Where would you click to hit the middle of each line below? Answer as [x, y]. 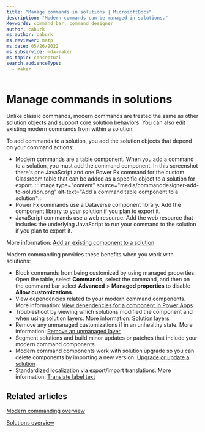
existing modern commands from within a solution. [70, 129]
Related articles [37, 396]
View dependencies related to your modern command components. [100, 299]
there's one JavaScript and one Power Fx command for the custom [100, 173]
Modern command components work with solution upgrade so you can [105, 351]
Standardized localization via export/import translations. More [93, 370]
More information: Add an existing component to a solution [80, 243]
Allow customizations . [44, 292]
